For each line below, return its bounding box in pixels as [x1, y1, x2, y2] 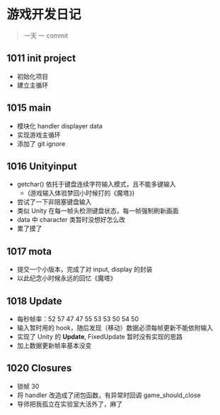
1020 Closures [6, 363, 72, 375]
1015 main [6, 102, 52, 114]
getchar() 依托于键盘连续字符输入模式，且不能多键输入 [16, 180, 176, 189]
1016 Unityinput [6, 160, 77, 172]
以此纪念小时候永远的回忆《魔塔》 [16, 274, 117, 282]
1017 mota [6, 245, 52, 258]
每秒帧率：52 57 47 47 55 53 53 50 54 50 [16, 315, 139, 323]
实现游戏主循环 [16, 131, 61, 139]
